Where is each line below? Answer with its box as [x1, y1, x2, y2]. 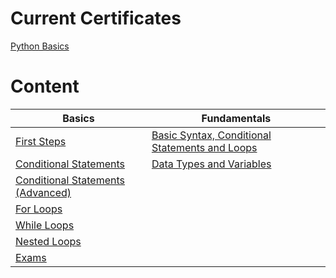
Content [10, 75, 80, 98]
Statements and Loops [151, 140, 258, 154]
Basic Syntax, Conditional [151, 128, 272, 142]
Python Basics [10, 40, 70, 52]
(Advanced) [15, 185, 72, 199]
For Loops [15, 202, 63, 216]
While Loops [15, 218, 75, 232]
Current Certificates [10, 7, 182, 30]
